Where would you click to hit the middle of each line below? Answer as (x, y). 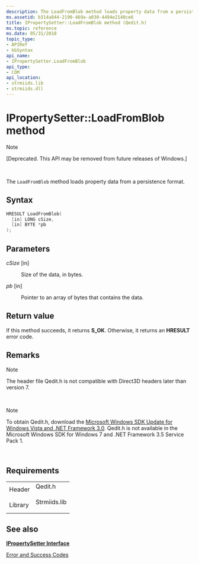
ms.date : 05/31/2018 (32, 34)
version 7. (18, 387)
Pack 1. (15, 440)
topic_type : (21, 39)
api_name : (18, 56)
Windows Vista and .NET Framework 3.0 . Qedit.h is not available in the (92, 428)
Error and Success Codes (38, 555)
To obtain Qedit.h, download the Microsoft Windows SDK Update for (89, 422)
